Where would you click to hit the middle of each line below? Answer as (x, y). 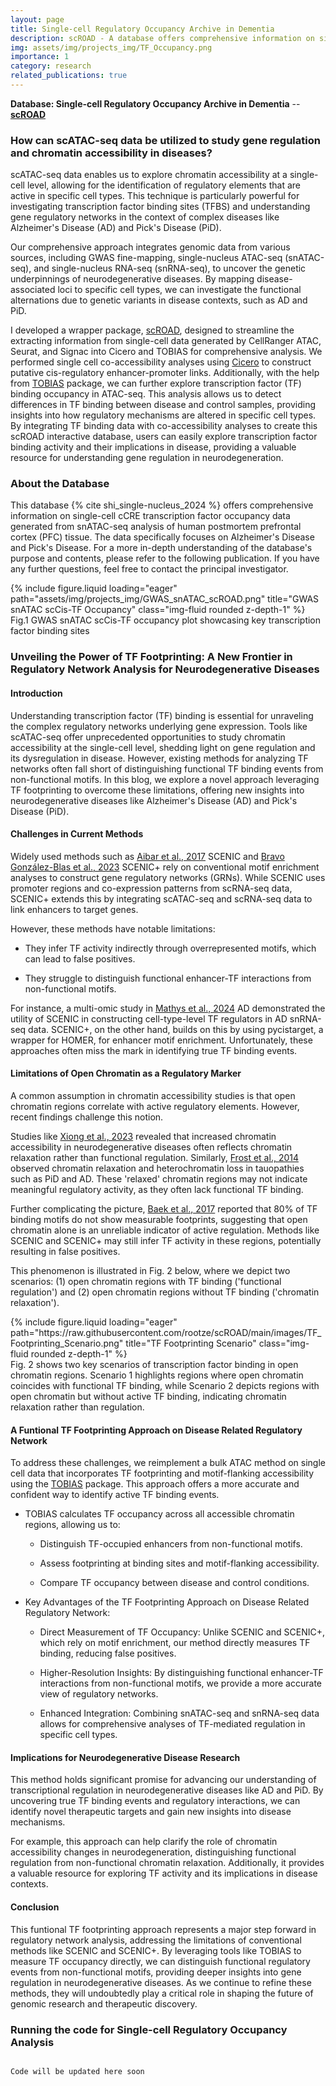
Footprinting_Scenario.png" (67, 1343)
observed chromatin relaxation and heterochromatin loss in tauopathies (157, 1168)
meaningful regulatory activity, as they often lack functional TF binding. (157, 1189)
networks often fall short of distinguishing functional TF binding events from (167, 768)
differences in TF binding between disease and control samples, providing (163, 405)
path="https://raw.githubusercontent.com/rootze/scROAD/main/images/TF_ (166, 1332)
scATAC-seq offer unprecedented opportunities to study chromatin (148, 737)
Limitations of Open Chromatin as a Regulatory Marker (126, 1073)
